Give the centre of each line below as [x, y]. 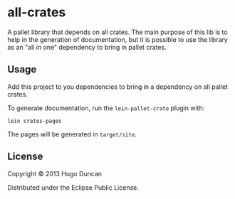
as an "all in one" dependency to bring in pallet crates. [87, 47]
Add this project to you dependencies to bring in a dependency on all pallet [117, 87]
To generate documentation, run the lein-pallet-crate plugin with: [106, 108]
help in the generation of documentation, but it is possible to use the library [117, 39]
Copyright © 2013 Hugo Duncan [54, 173]
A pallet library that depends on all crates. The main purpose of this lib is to [117, 32]
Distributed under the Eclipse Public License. [73, 187]
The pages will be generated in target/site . [72, 134]
